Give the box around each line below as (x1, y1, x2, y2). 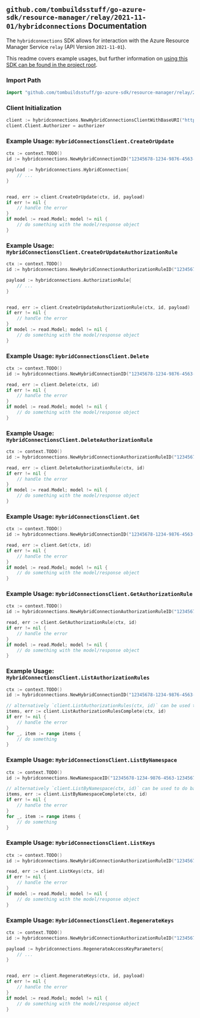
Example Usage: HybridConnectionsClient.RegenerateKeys (6, 916, 174, 924)
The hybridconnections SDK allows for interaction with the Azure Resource (6, 36, 189, 44)
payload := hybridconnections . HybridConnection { (6, 167, 129, 173)
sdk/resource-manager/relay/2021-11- (6, 13, 146, 22)
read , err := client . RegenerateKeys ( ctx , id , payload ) (6, 973, 145, 979)
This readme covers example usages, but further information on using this (6, 54, 188, 62)
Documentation (87, 21, 147, 31)
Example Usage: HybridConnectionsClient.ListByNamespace (6, 756, 177, 764)
